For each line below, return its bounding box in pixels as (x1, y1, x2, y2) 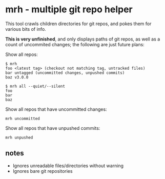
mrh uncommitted (5, 116, 40, 121)
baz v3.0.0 (5, 74, 29, 80)
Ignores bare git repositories (12, 168, 73, 174)
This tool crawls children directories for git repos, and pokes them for (5, 21, 152, 27)
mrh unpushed (5, 135, 33, 140)
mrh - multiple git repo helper (5, 4, 133, 15)
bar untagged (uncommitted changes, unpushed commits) (5, 70, 125, 75)
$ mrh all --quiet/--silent (5, 84, 66, 89)
